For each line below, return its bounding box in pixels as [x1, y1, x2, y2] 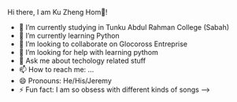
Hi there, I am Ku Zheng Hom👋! [7, 8, 108, 16]
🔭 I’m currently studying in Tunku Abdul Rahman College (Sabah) [18, 23, 230, 31]
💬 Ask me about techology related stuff [18, 56, 146, 65]
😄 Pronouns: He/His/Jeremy [18, 76, 112, 86]
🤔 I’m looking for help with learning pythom [18, 48, 159, 56]
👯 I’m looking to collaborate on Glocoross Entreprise [18, 39, 188, 49]
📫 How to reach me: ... [18, 65, 94, 74]
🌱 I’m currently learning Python [18, 31, 120, 40]
